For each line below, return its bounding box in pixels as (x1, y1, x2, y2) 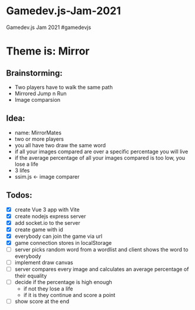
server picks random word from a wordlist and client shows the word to (14, 246, 188, 253)
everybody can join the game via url (14, 233, 102, 240)
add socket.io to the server (14, 219, 81, 226)
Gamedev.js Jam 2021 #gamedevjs (6, 24, 92, 31)
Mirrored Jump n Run (14, 90, 67, 97)
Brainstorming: (6, 68, 63, 78)
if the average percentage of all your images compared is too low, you (14, 154, 186, 161)
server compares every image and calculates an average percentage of (14, 266, 189, 273)
